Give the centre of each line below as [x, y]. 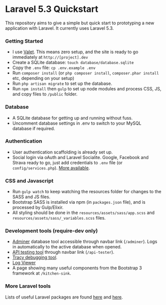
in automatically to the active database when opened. [67, 247]
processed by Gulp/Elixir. [38, 208]
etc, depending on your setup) [43, 78]
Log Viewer [24, 263]
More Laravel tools [28, 286]
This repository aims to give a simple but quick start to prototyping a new [80, 23]
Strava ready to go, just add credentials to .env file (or [67, 162]
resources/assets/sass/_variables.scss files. [59, 218]
